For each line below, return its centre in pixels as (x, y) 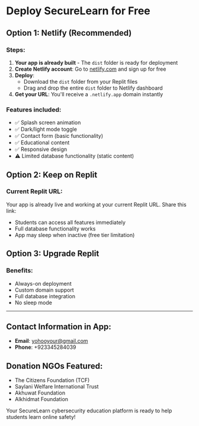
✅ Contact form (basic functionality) (59, 136)
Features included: (34, 109)
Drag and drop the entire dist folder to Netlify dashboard (93, 88)
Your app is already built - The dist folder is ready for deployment (96, 62)
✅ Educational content (42, 143)
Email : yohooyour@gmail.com (51, 341)
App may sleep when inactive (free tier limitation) (75, 235)
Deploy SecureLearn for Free (78, 11)
